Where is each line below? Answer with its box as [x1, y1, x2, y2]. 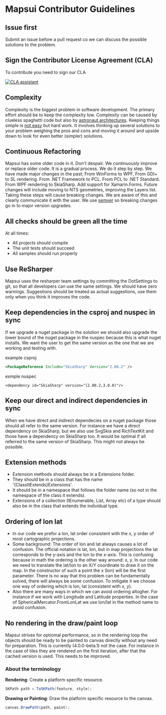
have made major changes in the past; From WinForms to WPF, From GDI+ [5, 171, 158, 177]
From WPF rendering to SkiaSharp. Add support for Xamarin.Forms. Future [5, 181, 158, 187]
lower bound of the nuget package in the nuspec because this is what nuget [5, 334, 162, 340]
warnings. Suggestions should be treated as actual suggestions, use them [5, 289, 157, 295]
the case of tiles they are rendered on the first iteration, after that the [5, 648, 146, 654]
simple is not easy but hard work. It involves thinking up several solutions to [5, 122, 160, 128]
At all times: [5, 230, 29, 237]
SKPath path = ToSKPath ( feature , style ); [5, 687, 92, 692]
